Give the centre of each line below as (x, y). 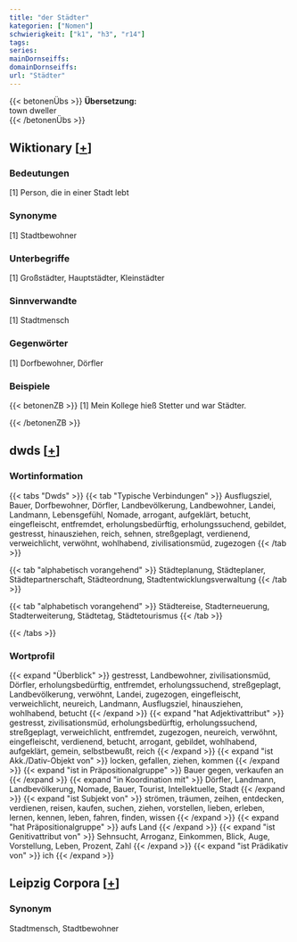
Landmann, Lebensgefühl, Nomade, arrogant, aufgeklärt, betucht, (130, 515)
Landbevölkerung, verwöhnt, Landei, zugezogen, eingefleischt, (125, 694)
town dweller (33, 110)
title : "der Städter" (49, 17)
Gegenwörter (39, 343)
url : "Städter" (37, 76)
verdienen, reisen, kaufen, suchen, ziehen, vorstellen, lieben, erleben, (137, 807)
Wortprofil (32, 656)
